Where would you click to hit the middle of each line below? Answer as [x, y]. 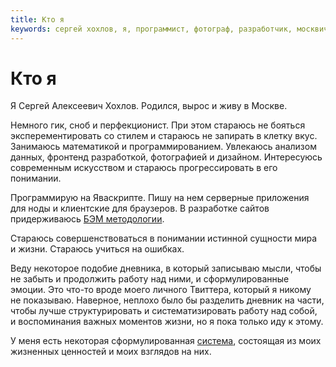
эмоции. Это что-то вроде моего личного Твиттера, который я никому [161, 290]
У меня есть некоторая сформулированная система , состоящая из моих [166, 341]
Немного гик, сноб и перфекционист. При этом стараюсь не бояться [158, 125]
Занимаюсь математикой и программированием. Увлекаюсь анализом [163, 147]
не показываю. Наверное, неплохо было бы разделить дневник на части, [167, 300]
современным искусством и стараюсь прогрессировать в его [144, 168]
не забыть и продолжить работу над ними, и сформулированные [150, 279]
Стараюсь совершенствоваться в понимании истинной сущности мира [164, 238]
